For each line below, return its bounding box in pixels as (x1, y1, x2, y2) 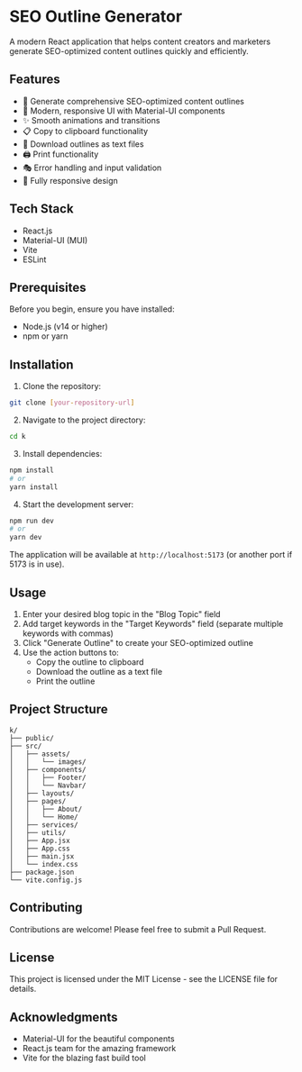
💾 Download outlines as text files (22, 138, 144, 150)
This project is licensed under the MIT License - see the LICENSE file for (9, 974, 278, 985)
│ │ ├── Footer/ (9, 773, 87, 782)
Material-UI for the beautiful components (22, 1033, 175, 1044)
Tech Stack (9, 201, 74, 217)
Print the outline (35, 676, 96, 686)
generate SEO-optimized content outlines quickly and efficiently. (9, 45, 250, 56)
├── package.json (9, 868, 75, 877)
